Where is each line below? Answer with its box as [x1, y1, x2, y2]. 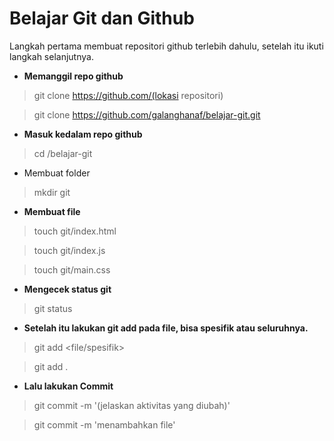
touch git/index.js [33, 244, 106, 256]
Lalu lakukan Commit [23, 380, 114, 392]
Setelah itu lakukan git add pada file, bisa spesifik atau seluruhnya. [23, 322, 309, 334]
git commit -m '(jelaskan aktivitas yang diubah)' [33, 399, 231, 411]
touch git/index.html [33, 225, 117, 237]
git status [33, 302, 73, 314]
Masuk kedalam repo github [23, 128, 143, 140]
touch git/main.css [33, 263, 111, 276]
